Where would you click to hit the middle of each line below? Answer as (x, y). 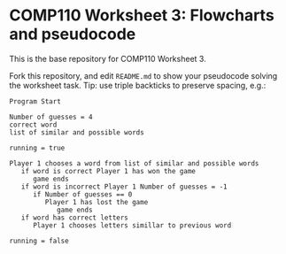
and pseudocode (73, 34)
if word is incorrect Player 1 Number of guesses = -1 (124, 187)
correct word (33, 125)
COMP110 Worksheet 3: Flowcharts (142, 15)
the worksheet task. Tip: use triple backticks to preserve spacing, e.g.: (138, 85)
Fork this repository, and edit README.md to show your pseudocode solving (143, 75)
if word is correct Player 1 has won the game (108, 171)
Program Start (35, 101)
